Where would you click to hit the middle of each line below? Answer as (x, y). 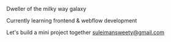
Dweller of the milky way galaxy (46, 9)
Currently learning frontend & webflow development (72, 20)
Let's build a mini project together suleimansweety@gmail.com (85, 32)
